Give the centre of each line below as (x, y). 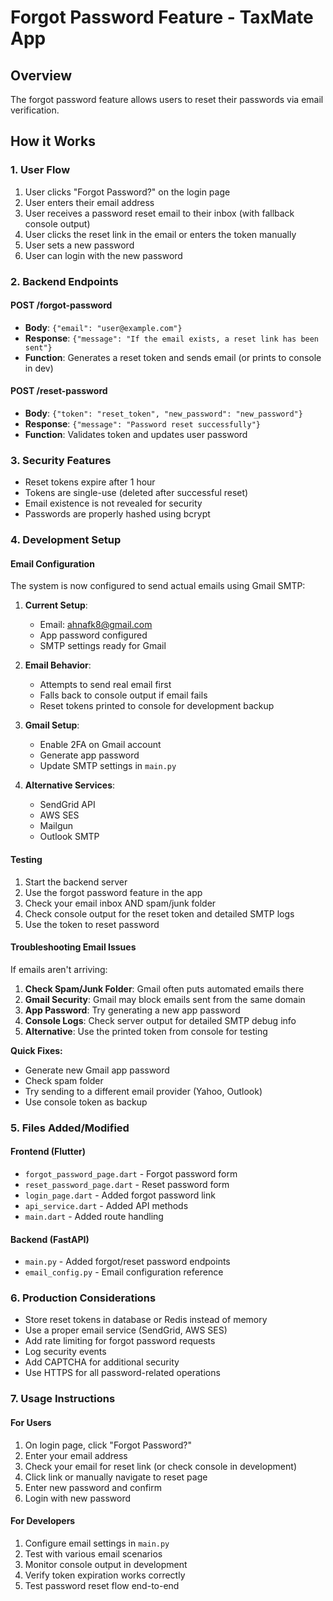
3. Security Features (61, 460)
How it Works (53, 141)
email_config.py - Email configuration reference (124, 1272)
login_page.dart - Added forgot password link (120, 1195)
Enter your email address (76, 1455)
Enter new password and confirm (93, 1487)
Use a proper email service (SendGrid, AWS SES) (126, 1330)
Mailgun (56, 826)
